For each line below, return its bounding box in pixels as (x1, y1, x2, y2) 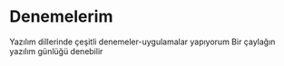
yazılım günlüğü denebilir (9, 45, 103, 56)
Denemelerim (9, 6, 113, 27)
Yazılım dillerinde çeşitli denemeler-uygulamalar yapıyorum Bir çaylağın (9, 36, 276, 47)
